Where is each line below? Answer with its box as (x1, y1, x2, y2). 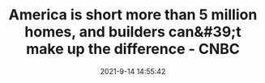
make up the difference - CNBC (26, 40, 240, 58)
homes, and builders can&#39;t (24, 23, 241, 41)
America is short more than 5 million (8, 6, 258, 24)
